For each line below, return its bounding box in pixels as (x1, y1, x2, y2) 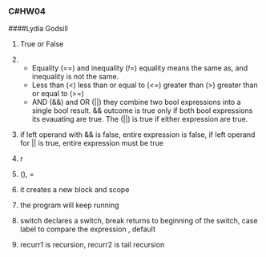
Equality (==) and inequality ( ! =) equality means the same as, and (31, 63, 248, 73)
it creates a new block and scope (19, 185, 130, 195)
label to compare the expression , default (19, 224, 156, 234)
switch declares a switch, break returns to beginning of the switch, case (19, 216, 258, 226)
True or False (19, 39, 64, 49)
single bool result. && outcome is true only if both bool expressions (31, 106, 253, 115)
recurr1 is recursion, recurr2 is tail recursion (19, 240, 165, 250)
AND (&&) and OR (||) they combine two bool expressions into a (31, 98, 242, 107)
